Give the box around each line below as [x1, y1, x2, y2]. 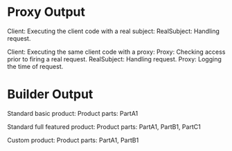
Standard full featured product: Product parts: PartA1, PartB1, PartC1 [7, 122, 201, 131]
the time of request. [7, 62, 64, 70]
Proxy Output [7, 4, 85, 20]
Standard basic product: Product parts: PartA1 [7, 109, 139, 117]
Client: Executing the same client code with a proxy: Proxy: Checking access [7, 48, 226, 56]
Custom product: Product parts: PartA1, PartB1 [7, 136, 139, 144]
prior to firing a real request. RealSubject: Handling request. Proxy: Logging [7, 54, 222, 63]
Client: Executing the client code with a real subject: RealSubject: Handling [7, 27, 220, 35]
